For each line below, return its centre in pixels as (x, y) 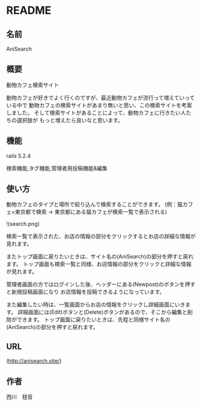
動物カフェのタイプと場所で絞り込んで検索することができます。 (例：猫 (94, 204)
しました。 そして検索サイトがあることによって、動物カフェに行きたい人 (96, 112)
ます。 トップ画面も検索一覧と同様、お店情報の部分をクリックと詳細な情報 (99, 264)
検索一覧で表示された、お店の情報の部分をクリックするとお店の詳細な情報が (101, 236)
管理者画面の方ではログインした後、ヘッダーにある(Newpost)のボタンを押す (101, 284)
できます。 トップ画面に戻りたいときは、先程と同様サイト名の (93, 320)
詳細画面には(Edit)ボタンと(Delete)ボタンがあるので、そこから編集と (103, 312)
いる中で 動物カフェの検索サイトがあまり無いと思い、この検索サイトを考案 (99, 105)
